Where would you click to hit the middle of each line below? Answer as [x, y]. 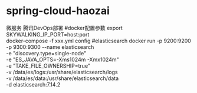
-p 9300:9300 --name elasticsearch [50, 47]
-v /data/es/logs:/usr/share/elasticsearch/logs [62, 72]
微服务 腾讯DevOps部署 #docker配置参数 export [64, 28]
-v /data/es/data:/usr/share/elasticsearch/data [63, 78]
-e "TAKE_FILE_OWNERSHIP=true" [48, 65]
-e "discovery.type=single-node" [46, 53]
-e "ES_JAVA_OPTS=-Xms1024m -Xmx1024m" [63, 59]
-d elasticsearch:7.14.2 [33, 84]
